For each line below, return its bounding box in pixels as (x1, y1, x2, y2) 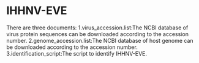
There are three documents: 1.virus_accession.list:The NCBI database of (6, 24, 189, 31)
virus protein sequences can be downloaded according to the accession (6, 30, 189, 37)
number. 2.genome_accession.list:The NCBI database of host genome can (6, 37, 194, 44)
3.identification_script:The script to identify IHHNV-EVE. (6, 50, 148, 57)
